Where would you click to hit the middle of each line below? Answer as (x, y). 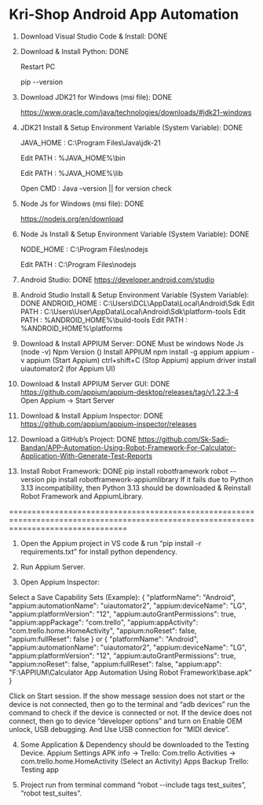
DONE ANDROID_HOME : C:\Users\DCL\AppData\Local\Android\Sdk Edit (137, 303)
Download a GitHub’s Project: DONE (78, 439)
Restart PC (38, 66)
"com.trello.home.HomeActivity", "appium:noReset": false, (103, 631)
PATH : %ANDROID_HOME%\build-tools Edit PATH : (104, 320)
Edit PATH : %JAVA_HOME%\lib (72, 173)
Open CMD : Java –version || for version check (96, 188)
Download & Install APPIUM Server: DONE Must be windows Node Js (132, 343)
